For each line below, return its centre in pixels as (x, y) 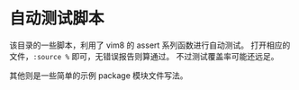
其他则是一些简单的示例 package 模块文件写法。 (99, 75)
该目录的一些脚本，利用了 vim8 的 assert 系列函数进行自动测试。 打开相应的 (150, 45)
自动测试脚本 (57, 18)
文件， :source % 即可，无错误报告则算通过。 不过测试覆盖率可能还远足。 (144, 56)
